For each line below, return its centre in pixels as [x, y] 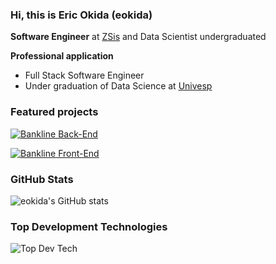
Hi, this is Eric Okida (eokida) [81, 15]
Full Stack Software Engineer [84, 75]
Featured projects [54, 112]
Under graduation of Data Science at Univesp [118, 86]
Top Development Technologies [89, 226]
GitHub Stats [42, 179]
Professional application [62, 56]
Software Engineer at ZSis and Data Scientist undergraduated [138, 37]
